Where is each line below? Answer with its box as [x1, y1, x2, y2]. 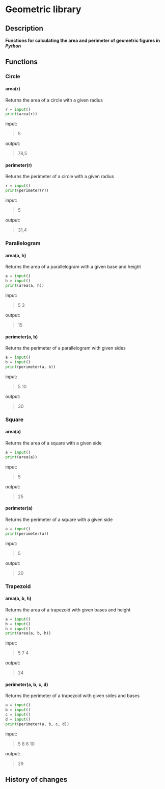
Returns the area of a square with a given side [5, 440, 102, 446]
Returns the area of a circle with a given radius [5, 97, 103, 103]
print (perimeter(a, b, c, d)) [5, 721, 70, 727]
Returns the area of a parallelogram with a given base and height [5, 264, 141, 270]
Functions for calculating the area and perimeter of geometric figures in [5, 37, 160, 43]
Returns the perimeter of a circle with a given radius [5, 174, 115, 180]
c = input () [5, 712, 31, 718]
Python [5, 43, 21, 49]
